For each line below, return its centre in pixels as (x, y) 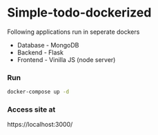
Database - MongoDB (48, 45)
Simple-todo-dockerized (79, 13)
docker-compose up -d (38, 92)
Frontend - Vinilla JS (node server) (66, 59)
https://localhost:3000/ (40, 125)
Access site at (31, 110)
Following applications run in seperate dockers (73, 32)
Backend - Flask (40, 52)
